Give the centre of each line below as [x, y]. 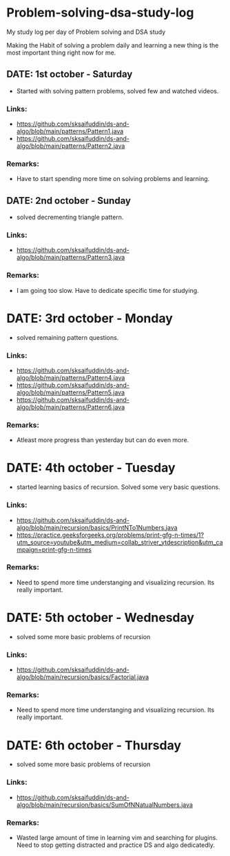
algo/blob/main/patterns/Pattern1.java [70, 131]
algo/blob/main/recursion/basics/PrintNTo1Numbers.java [97, 527]
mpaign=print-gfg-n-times [54, 549]
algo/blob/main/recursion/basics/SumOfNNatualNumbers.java [105, 805]
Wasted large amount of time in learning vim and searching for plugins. [117, 837]
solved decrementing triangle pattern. [70, 217]
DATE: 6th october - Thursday [94, 745]
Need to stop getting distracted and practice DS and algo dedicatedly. [115, 845]
